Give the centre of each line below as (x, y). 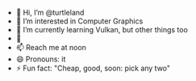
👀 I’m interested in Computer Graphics (79, 21)
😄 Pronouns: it (41, 59)
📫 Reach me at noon (51, 47)
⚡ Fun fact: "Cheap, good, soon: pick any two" (93, 68)
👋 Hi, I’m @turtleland (50, 13)
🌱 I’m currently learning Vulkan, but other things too (102, 30)
